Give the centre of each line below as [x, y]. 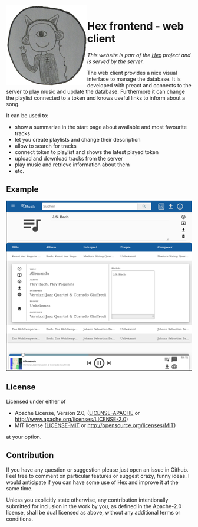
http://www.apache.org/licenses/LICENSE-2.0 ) [71, 419]
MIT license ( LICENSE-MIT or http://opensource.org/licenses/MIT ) [95, 425]
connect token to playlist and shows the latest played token [87, 152]
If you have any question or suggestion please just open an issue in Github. [97, 469]
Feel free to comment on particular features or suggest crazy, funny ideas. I [98, 476]
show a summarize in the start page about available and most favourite [101, 127]
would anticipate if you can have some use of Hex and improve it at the [92, 482]
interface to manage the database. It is [134, 79]
